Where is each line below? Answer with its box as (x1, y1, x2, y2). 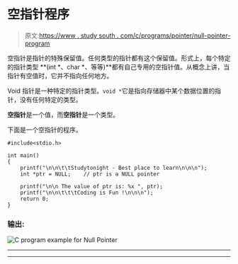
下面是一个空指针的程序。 (7, 125, 82, 134)
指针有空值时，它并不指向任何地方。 (7, 71, 113, 80)
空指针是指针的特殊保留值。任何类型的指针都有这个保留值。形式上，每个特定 (7, 54, 231, 62)
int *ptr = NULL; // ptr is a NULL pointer (20, 171, 160, 178)
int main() (7, 151, 40, 159)
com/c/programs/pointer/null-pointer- (120, 31, 231, 40)
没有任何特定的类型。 (19, 95, 82, 103)
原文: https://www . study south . (24, 31, 119, 40)
